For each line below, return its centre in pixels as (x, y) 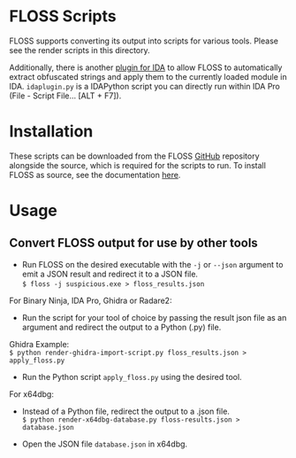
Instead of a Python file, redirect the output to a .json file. (125, 411)
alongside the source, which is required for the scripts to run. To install (138, 165)
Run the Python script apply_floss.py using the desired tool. (132, 376)
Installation (51, 132)
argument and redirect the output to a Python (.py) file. (121, 327)
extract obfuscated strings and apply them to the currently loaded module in (148, 76)
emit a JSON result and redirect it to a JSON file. (110, 274)
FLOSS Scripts (63, 16)
